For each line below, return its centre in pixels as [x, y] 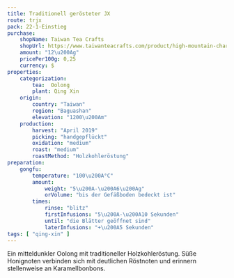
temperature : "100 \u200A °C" [73, 176]
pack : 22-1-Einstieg [37, 26]
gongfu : [31, 169]
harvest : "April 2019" [65, 130]
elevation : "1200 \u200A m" [70, 117]
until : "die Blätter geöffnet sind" [97, 221]
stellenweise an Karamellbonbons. [56, 268]
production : [37, 124]
